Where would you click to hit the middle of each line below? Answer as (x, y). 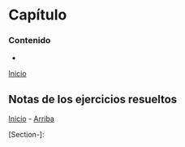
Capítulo (38, 15)
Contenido (30, 41)
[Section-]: (26, 135)
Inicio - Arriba (32, 119)
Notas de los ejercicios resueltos (93, 99)
